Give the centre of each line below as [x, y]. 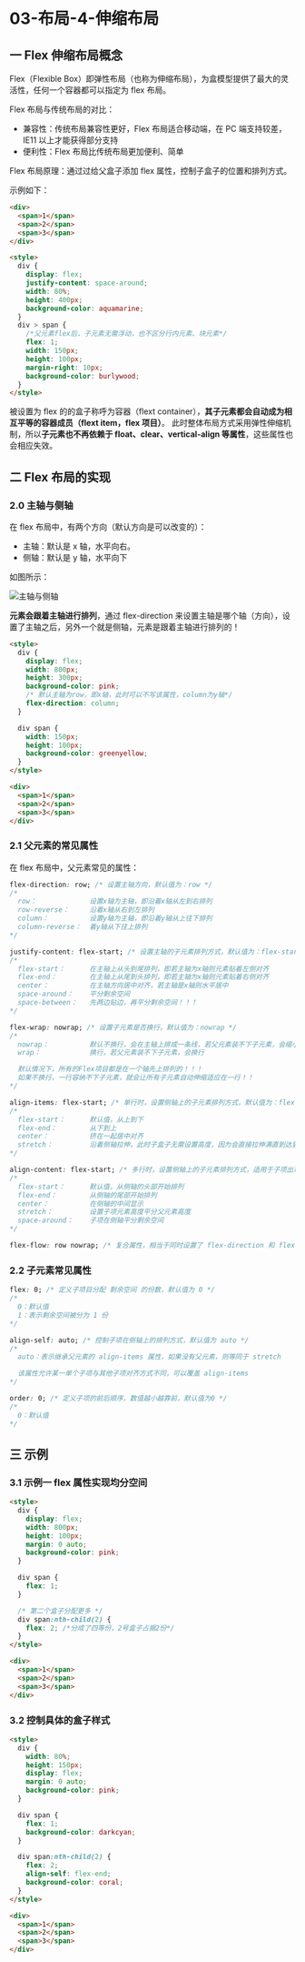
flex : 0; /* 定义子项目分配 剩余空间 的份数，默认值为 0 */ [112, 1290]
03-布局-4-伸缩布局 [84, 19]
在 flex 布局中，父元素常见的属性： [74, 867]
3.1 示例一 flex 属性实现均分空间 [79, 1482]
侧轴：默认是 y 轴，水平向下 [75, 557]
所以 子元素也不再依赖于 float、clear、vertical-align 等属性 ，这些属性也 [159, 434]
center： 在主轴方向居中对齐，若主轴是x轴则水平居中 [123, 986]
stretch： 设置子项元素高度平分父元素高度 [104, 1212]
